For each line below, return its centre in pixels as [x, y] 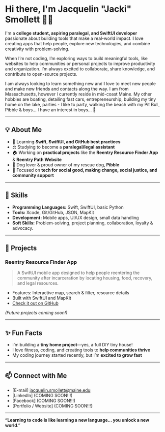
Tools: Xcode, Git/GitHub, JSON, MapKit [53, 212]
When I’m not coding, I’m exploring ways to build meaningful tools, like [77, 58]
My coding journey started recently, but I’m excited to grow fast [77, 355]
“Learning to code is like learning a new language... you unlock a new [77, 420]
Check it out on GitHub [35, 303]
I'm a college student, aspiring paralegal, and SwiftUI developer [71, 33]
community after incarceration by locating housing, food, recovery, [85, 278]
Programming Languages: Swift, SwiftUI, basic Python [68, 207]
